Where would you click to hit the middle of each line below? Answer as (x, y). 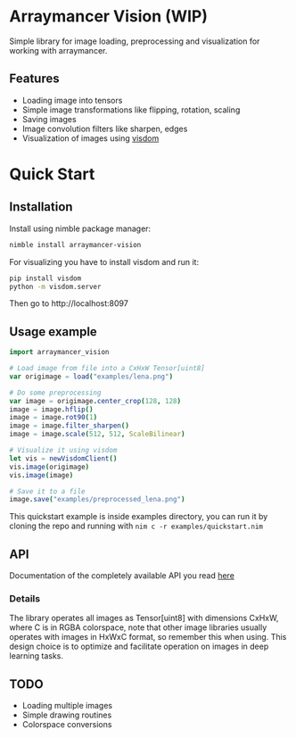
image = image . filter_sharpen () (69, 426)
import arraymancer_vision (59, 352)
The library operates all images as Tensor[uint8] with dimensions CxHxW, (144, 618)
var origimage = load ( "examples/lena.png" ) (91, 377)
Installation (41, 207)
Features (34, 79)
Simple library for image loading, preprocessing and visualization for (135, 41)
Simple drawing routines (67, 715)
